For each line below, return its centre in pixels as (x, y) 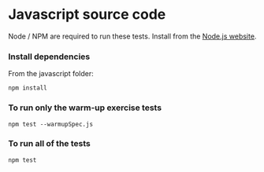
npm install (28, 88)
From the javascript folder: (51, 74)
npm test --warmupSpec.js (50, 124)
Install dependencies (49, 57)
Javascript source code (87, 15)
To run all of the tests (49, 144)
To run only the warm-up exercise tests (85, 108)
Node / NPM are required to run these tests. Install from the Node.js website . (132, 36)
